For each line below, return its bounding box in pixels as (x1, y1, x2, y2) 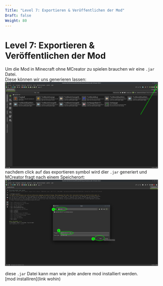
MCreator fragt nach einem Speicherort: (5, 174, 85, 180)
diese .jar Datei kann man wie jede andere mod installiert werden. (5, 271, 138, 277)
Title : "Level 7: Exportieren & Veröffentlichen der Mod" (5, 8, 125, 13)
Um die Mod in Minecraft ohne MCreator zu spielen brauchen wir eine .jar (5, 66, 155, 72)
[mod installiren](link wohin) (5, 276, 61, 282)
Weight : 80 (5, 18, 27, 23)
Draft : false (5, 13, 32, 18)
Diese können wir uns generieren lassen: (5, 76, 86, 82)
